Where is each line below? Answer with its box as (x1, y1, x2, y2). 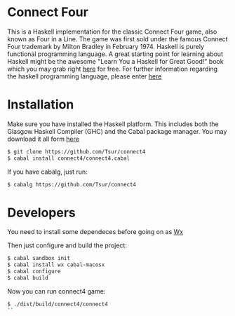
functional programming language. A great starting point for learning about (7, 50, 223, 58)
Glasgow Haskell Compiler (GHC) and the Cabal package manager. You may (7, 127, 227, 135)
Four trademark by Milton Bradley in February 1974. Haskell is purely (7, 42, 205, 50)
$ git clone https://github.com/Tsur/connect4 (7, 148, 146, 155)
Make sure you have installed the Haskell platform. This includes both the (7, 120, 219, 128)
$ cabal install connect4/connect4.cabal (7, 155, 130, 162)
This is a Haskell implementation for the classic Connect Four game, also (7, 27, 217, 36)
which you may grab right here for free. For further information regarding (7, 64, 218, 73)
